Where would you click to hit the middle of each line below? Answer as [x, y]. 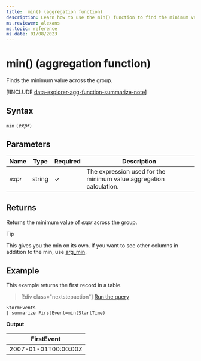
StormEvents [21, 308]
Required [67, 161]
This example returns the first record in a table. [64, 285]
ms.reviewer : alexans [33, 23]
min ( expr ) [19, 125]
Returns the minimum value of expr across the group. [72, 222]
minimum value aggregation [126, 179]
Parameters [28, 144]
